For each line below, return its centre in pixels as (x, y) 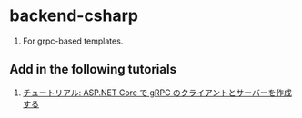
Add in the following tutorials (93, 69)
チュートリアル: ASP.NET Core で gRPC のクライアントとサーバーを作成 (157, 93)
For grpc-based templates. (73, 41)
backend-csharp (74, 16)
